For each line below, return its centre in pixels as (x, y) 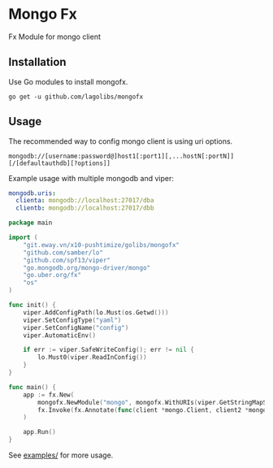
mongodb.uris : (32, 193)
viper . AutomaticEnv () (59, 335)
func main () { (32, 387)
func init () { (32, 305)
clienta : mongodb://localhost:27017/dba (85, 201)
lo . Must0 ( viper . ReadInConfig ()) (93, 357)
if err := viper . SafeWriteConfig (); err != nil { (109, 350)
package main (30, 223)
